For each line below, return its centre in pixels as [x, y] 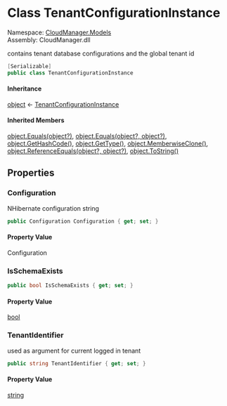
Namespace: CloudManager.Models [59, 32]
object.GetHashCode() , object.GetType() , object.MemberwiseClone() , [108, 144]
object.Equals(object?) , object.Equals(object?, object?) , [87, 136]
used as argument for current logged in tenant [74, 351]
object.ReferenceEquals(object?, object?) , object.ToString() [93, 151]
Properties [31, 173]
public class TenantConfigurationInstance [70, 73]
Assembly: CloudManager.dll [49, 39]
